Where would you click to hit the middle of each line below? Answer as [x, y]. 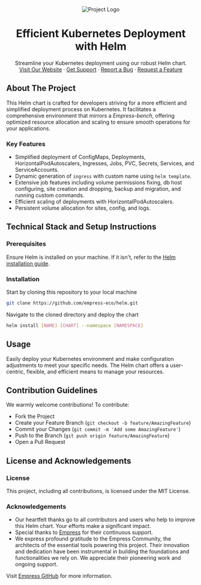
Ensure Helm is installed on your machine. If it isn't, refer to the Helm [91, 257]
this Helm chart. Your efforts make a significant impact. [83, 526]
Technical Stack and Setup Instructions [81, 227]
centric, [16, 371]
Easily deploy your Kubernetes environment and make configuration [90, 359]
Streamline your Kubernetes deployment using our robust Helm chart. [101, 63]
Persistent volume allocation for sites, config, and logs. [83, 208]
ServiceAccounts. [37, 170]
